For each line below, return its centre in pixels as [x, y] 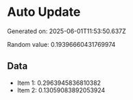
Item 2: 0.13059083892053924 [61, 90]
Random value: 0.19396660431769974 [61, 44]
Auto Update [44, 12]
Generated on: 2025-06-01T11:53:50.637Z [67, 31]
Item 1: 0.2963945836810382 [59, 83]
